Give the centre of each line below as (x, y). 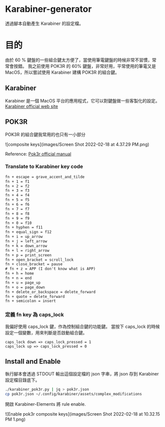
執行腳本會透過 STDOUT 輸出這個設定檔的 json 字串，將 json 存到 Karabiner (82, 374)
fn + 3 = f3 (17, 191)
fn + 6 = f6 (17, 205)
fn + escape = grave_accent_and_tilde (45, 177)
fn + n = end (18, 278)
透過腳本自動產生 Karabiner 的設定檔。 (44, 23)
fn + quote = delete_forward (35, 296)
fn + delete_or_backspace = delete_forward (50, 292)
